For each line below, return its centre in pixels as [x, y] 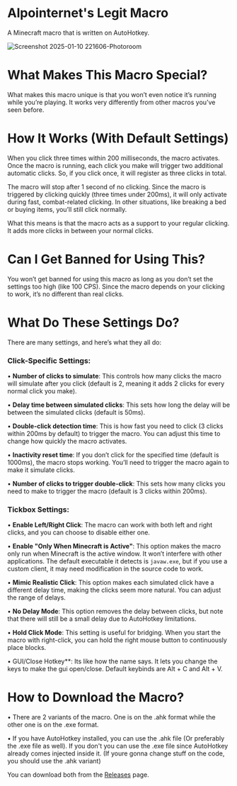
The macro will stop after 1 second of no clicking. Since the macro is [107, 186]
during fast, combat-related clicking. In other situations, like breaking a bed [117, 202]
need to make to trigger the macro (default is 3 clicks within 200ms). [107, 491]
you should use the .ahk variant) [54, 761]
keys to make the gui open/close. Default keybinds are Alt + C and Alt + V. [115, 669]
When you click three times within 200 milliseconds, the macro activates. [114, 158]
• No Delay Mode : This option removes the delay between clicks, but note [115, 612]
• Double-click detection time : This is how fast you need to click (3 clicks [115, 426]
